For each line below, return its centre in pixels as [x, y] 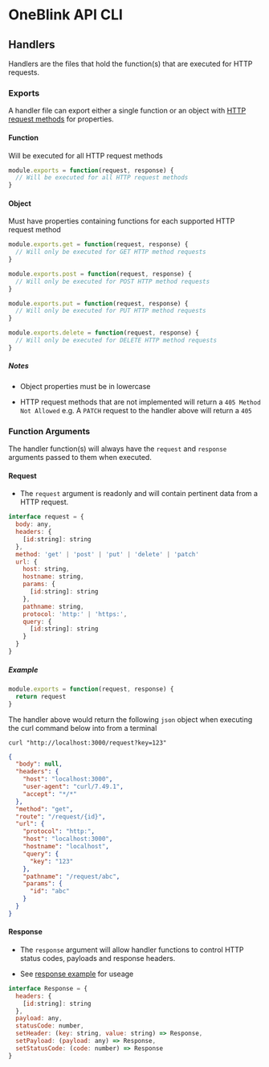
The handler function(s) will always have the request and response [118, 449]
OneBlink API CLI [65, 15]
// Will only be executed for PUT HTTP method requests [111, 311]
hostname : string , [53, 577]
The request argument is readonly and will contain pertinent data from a [139, 494]
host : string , [46, 569]
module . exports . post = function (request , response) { [100, 274]
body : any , [34, 524]
